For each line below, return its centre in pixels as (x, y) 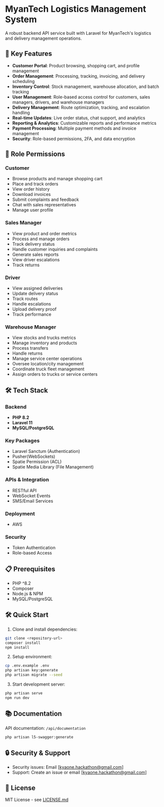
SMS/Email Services (33, 501)
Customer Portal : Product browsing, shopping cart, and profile (76, 65)
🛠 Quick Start (27, 615)
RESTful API (24, 490)
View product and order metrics (44, 233)
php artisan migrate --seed (34, 675)
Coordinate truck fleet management (48, 369)
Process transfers (30, 348)
